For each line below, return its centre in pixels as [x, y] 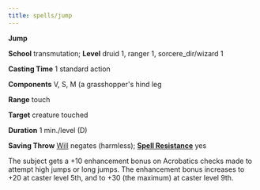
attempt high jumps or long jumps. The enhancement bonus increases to [126, 169]
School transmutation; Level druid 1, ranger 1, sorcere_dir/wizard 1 [116, 53]
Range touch [29, 99]
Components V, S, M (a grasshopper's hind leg [85, 84]
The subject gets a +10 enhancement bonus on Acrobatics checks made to [130, 161]
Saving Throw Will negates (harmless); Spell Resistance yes [107, 145]
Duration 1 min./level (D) [48, 130]
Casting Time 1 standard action [59, 69]
